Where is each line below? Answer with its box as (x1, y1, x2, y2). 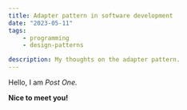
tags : (8, 26, 26, 34)
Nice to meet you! (8, 93, 69, 102)
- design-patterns (22, 41, 84, 49)
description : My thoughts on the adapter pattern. (8, 56, 181, 64)
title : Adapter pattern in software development (8, 11, 173, 20)
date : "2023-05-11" (8, 19, 74, 27)
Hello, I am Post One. (8, 77, 78, 87)
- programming (22, 33, 70, 42)
